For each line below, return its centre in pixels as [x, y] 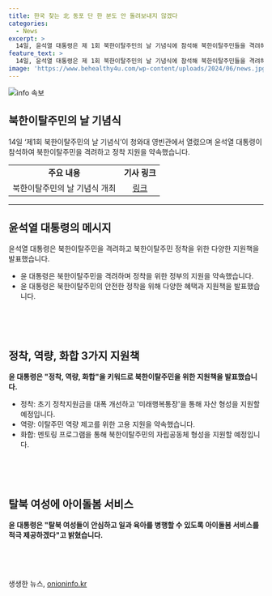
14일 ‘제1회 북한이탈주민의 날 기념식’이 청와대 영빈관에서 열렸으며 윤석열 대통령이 [136, 142]
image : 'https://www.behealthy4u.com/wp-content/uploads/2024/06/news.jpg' [139, 69]
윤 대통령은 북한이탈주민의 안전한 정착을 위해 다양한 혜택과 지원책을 [126, 286]
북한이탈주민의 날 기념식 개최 [64, 188]
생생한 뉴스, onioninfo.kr [48, 583]
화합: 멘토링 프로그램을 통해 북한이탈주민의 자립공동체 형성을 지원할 [126, 435]
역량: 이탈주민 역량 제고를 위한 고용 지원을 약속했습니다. [108, 424]
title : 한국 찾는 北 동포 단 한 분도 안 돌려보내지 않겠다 [93, 16]
